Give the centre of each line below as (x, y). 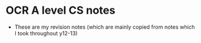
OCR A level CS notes (61, 10)
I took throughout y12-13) (46, 33)
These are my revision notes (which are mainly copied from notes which (105, 27)
